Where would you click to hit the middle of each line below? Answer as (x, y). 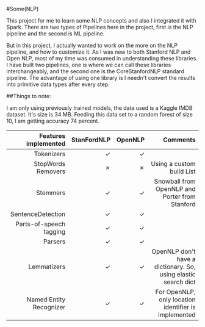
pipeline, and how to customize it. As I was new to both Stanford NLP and (99, 52)
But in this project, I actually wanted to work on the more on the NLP (92, 45)
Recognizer (49, 307)
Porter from (179, 196)
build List (183, 171)
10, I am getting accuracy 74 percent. (53, 121)
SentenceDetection (38, 214)
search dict (180, 282)
